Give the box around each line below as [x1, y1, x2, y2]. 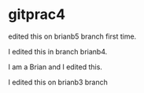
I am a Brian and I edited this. [8, 61, 102, 72]
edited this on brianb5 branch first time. [8, 32, 137, 41]
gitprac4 [8, 6, 65, 24]
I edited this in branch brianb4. [8, 46, 108, 56]
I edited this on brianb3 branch [8, 77, 109, 87]
